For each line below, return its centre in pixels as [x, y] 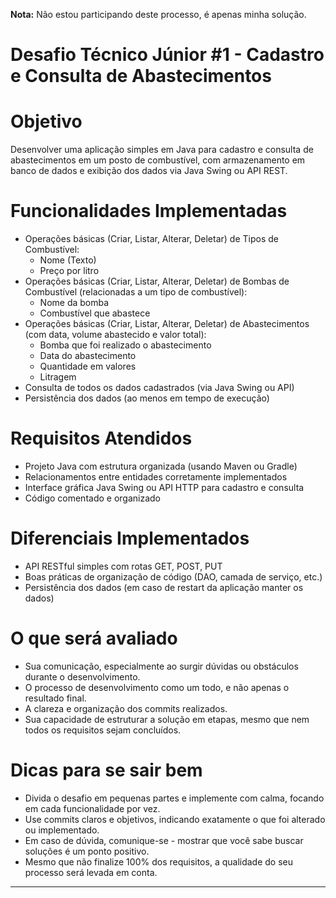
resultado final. [55, 698]
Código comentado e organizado [93, 498]
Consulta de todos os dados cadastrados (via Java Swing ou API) [159, 388]
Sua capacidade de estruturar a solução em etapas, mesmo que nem [167, 719]
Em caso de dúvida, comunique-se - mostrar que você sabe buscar [164, 840]
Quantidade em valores [88, 366]
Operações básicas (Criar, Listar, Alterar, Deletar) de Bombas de [157, 281]
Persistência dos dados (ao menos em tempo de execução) [147, 398]
